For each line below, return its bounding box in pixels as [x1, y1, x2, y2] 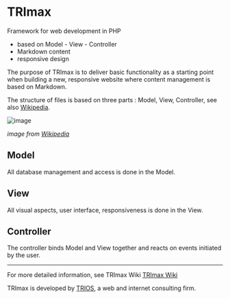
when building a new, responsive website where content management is [7, 75, 211, 83]
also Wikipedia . [7, 103, 50, 111]
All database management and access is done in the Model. [7, 167, 176, 176]
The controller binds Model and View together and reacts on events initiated [7, 244, 222, 252]
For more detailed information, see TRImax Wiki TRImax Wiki [7, 271, 178, 279]
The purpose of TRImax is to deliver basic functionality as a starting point [7, 68, 214, 76]
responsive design [16, 54, 70, 62]
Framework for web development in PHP [7, 27, 121, 35]
